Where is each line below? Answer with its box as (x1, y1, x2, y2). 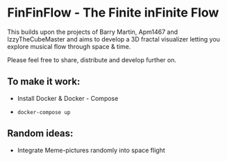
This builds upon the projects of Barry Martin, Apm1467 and (7, 28, 178, 36)
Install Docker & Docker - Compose (17, 94, 119, 102)
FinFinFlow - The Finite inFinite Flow (7, 5, 219, 21)
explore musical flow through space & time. (7, 42, 131, 50)
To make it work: (7, 76, 81, 88)
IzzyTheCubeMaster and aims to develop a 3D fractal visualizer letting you (7, 35, 221, 43)
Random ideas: (7, 128, 74, 140)
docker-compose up (17, 108, 71, 115)
